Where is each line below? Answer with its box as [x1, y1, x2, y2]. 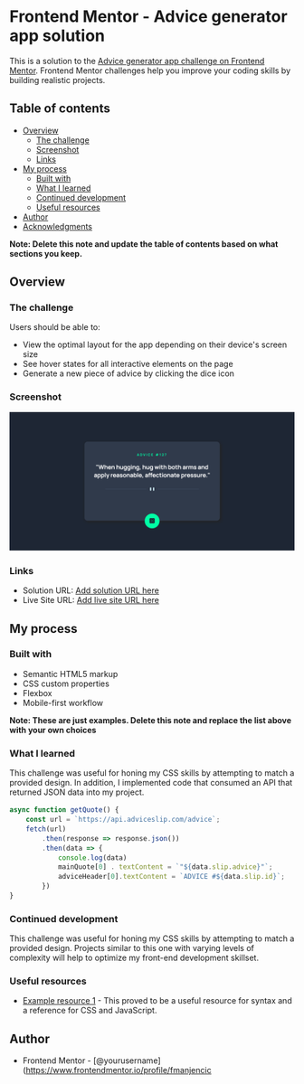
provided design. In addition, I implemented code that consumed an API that [9, 778, 293, 788]
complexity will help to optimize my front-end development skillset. [9, 952, 260, 964]
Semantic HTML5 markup [22, 668, 119, 679]
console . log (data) [57, 853, 128, 862]
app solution [9, 25, 106, 46]
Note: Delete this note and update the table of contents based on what [9, 238, 279, 250]
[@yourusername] [93, 1055, 161, 1066]
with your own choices [9, 724, 97, 735]
